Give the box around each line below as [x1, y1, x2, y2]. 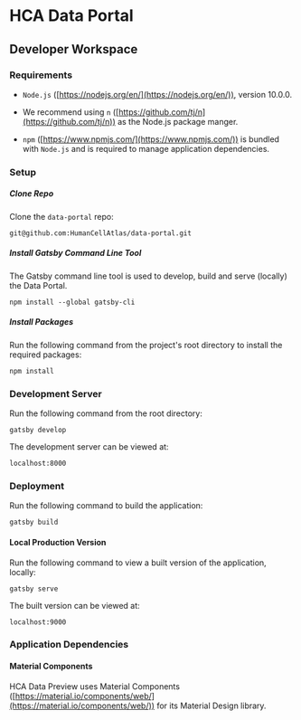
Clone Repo [9, 188, 54, 199]
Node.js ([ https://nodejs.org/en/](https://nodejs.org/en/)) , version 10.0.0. [22, 89, 292, 99]
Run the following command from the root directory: [9, 408, 203, 419]
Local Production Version [9, 536, 107, 547]
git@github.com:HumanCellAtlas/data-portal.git [9, 228, 193, 238]
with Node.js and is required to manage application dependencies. [22, 143, 269, 154]
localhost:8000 [9, 459, 67, 468]
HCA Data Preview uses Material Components [9, 680, 181, 692]
